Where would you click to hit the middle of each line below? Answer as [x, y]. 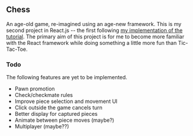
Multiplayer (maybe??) [42, 127]
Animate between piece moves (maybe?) [64, 120]
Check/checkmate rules [44, 95]
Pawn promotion [35, 89]
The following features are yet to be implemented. [67, 77]
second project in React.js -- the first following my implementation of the [94, 30]
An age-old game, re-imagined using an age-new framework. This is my [94, 24]
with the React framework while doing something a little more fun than [91, 43]
